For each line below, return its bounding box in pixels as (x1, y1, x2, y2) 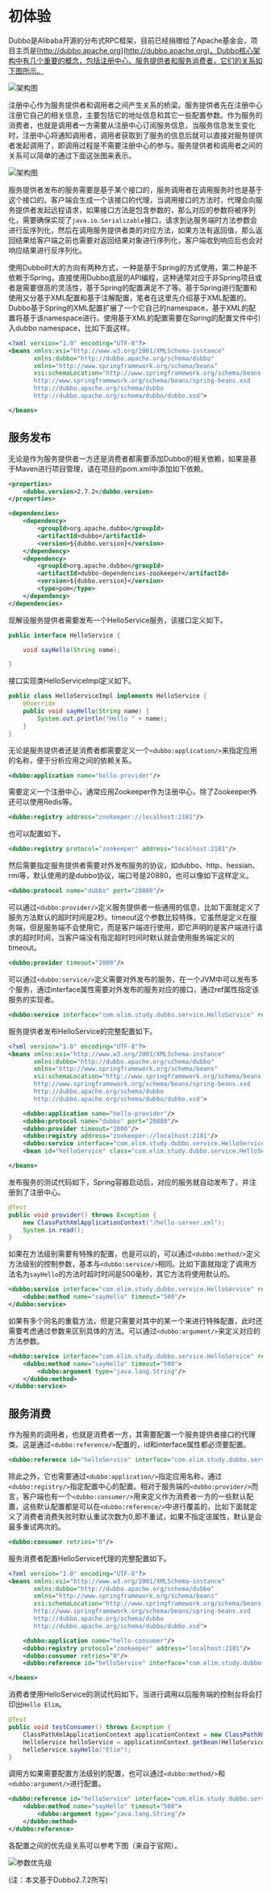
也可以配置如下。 (8, 829, 65, 839)
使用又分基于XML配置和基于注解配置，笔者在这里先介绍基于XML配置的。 (8, 292, 252, 303)
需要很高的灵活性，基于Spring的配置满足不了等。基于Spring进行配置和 (22, 283, 257, 292)
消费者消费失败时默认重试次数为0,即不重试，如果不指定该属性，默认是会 (22, 1511, 262, 1522)
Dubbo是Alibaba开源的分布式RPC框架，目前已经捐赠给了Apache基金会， (8, 36, 252, 45)
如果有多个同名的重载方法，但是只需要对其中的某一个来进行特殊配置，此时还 (8, 1316, 263, 1325)
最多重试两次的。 (8, 1522, 65, 1531)
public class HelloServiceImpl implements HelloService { (8, 692, 207, 701)
